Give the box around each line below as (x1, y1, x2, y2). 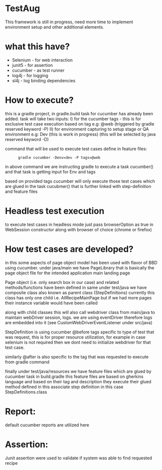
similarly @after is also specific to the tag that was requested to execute (5, 354, 149, 360)
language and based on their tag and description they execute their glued (5, 378, 151, 384)
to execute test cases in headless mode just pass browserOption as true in (5, 221, 154, 227)
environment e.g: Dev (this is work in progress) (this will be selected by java (5, 131, 156, 137)
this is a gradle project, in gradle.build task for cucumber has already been (5, 110, 153, 116)
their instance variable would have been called (5, 300, 98, 306)
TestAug (5, 3, 40, 14)
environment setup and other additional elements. (5, 24, 104, 30)
